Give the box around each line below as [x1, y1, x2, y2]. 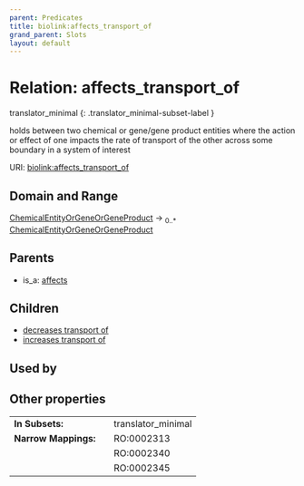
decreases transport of [22, 325, 109, 335]
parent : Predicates [9, 13, 83, 23]
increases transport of [22, 335, 106, 345]
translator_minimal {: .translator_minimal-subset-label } [9, 108, 215, 119]
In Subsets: [14, 417, 64, 430]
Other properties [9, 392, 106, 407]
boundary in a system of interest [9, 144, 132, 155]
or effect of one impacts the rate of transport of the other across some [9, 135, 273, 146]
